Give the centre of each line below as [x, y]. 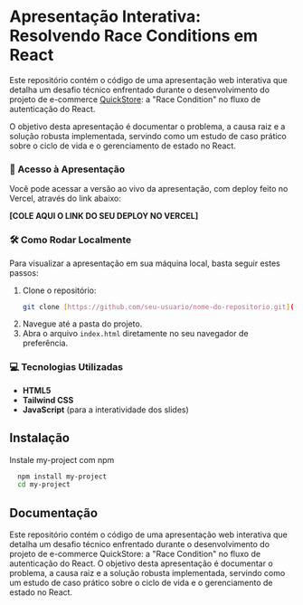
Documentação [53, 513]
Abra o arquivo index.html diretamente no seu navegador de [135, 334]
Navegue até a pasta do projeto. [82, 324]
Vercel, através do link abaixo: [66, 199]
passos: [24, 272]
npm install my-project [62, 477]
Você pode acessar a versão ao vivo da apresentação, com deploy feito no [149, 189]
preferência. [45, 343]
